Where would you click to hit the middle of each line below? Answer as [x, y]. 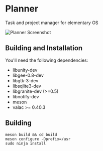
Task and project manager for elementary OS [52, 23]
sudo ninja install [26, 143]
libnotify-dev [26, 96]
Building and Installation [44, 48]
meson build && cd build [31, 134]
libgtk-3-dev [25, 80]
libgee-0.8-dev [28, 75]
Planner [22, 9]
